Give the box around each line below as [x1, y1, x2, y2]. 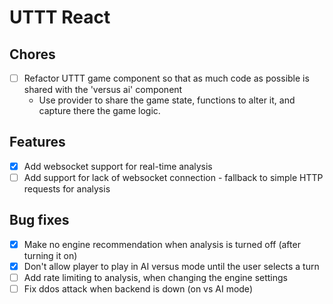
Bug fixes [9, 212, 70, 229]
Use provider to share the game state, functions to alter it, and [38, 94, 296, 106]
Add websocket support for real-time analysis [23, 160, 213, 172]
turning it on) [23, 249, 78, 261]
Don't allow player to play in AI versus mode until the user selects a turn [23, 260, 320, 272]
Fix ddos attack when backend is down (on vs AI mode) [23, 283, 253, 295]
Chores [9, 46, 56, 63]
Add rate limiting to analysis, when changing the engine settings [23, 271, 289, 283]
